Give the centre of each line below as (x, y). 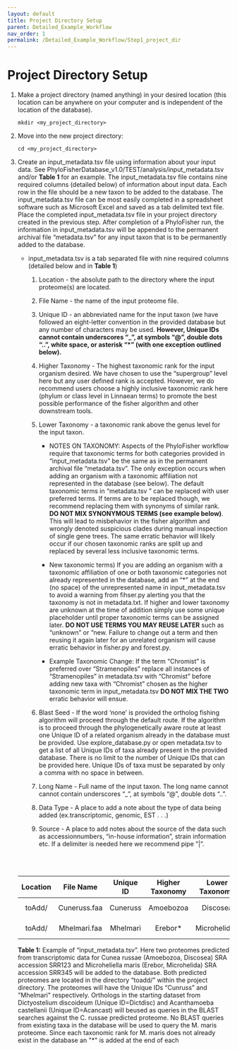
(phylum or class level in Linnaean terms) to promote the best (128, 396)
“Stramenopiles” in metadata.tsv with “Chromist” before (130, 676)
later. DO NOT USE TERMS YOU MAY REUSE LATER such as (136, 625)
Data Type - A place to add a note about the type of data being (130, 808)
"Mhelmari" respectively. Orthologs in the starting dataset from (109, 996)
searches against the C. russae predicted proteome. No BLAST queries (121, 1018)
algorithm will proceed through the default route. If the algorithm (132, 720)
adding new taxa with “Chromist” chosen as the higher (128, 684)
